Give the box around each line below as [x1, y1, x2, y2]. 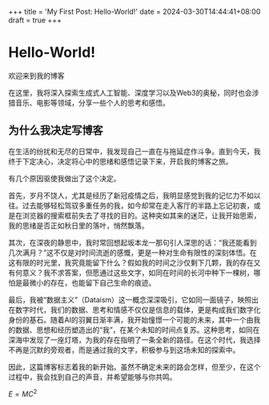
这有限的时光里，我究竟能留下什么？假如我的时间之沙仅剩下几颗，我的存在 [8, 257, 254, 267]
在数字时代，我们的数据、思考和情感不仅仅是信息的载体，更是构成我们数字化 [8, 305, 261, 314]
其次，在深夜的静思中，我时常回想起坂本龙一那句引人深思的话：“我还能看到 [8, 237, 258, 247]
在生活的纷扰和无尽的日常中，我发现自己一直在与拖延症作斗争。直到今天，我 [8, 146, 261, 156]
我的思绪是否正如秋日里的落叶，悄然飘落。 [8, 221, 149, 230]
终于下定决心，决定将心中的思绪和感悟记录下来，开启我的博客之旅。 [8, 156, 233, 166]
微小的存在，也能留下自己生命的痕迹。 [29, 277, 156, 287]
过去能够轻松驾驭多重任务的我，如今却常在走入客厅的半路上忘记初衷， [22, 200, 254, 210]
